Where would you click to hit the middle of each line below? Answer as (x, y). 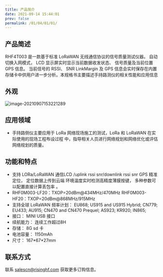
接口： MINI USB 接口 (33, 216)
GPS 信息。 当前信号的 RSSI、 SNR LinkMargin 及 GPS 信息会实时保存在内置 (81, 69)
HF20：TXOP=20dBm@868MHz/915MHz (54, 199)
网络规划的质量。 (29, 145)
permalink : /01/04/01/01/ (31, 23)
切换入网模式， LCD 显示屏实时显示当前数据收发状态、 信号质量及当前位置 (79, 63)
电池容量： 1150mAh (32, 234)
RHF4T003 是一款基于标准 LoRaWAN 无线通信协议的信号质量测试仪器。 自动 (81, 57)
